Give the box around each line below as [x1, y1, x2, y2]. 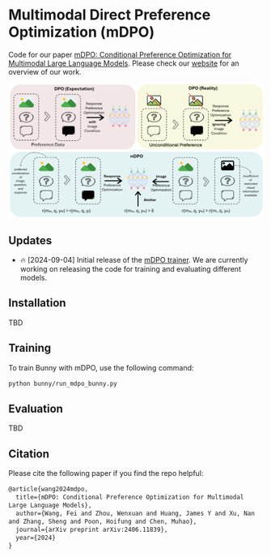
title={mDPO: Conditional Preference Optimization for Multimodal [15, 493, 244, 502]
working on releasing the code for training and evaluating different [19, 264, 241, 274]
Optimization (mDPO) [8, 23, 155, 41]
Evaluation [8, 401, 63, 415]
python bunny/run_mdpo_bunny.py [8, 379, 117, 388]
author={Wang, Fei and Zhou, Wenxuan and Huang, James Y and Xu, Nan [15, 509, 255, 518]
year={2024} [15, 533, 57, 542]
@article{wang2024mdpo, [8, 485, 89, 494]
